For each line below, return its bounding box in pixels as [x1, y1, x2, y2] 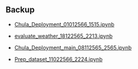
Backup [5, 5, 35, 15]
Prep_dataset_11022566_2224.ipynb [14, 55, 103, 62]
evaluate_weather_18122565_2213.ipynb [14, 32, 113, 40]
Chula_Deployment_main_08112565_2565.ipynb [14, 44, 132, 51]
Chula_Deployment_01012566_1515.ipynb [14, 20, 115, 28]
